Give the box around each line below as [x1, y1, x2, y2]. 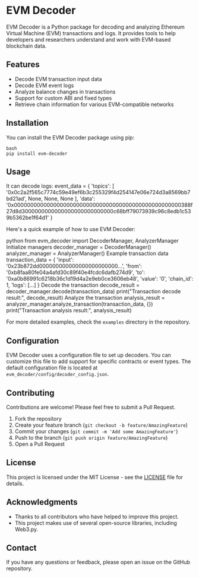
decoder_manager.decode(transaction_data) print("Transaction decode [6, 288, 181, 295]
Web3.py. [14, 526, 39, 533]
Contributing [6, 388, 55, 398]
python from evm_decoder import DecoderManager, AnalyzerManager [6, 237, 179, 244]
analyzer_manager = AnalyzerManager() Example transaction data [6, 250, 169, 257]
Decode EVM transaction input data [14, 75, 102, 82]
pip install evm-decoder [6, 150, 68, 157]
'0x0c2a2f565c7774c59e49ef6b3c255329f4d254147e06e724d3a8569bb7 [6, 189, 191, 196]
